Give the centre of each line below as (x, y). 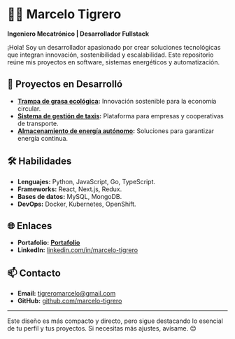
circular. (29, 109)
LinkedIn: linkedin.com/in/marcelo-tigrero (78, 250)
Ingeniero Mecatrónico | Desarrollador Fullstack (78, 34)
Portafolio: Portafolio (49, 243)
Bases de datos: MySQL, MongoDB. (70, 196)
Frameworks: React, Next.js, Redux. (70, 189)
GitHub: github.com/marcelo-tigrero (70, 301)
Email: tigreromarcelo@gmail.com (66, 293)
